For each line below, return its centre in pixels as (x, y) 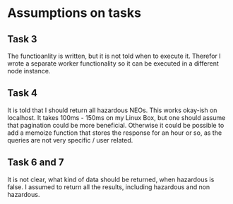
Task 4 (22, 93)
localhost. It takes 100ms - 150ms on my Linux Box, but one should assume (116, 117)
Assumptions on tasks (74, 13)
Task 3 (22, 39)
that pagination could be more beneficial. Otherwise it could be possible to (116, 125)
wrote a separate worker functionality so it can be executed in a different (113, 64)
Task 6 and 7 (36, 163)
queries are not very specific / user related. (70, 140)
